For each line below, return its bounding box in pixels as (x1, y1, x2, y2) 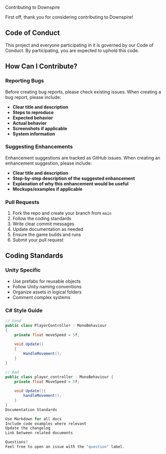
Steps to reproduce (12, 109, 54, 115)
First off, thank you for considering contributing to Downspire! (5, 14, 133, 20)
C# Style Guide (5, 307, 43, 314)
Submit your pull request (12, 237, 64, 243)
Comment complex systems (12, 294, 70, 300)
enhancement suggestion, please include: (5, 160, 92, 166)
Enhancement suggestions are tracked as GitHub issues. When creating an (5, 155, 160, 161)
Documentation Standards (5, 407, 57, 412)
